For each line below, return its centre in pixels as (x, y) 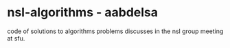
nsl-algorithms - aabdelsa (82, 13)
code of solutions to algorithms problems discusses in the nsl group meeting (115, 31)
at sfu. (16, 38)
